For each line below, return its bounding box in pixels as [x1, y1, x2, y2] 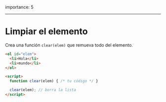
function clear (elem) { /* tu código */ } [9, 78, 98, 84]
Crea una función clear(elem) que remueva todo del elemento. [5, 42, 133, 48]
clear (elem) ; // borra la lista [9, 88, 77, 93]
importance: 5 [5, 4, 34, 10]
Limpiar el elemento [5, 26, 88, 37]
